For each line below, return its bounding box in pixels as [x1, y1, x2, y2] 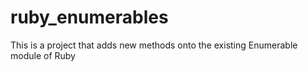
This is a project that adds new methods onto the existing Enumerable [10, 39, 298, 51]
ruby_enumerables [10, 6, 169, 29]
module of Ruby [10, 49, 76, 61]
